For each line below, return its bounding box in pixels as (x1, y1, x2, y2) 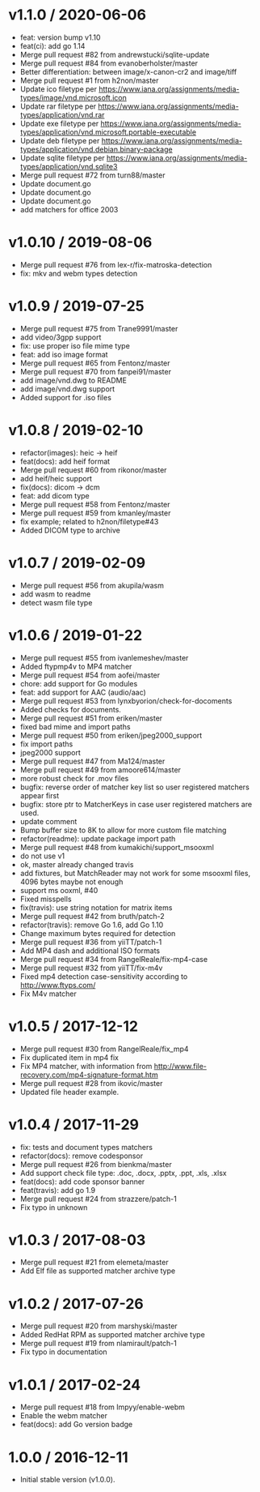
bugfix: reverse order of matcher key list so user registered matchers (19, 782, 250, 792)
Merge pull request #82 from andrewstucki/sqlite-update (19, 49, 210, 59)
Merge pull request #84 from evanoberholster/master (19, 58, 199, 68)
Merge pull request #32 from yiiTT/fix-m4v (19, 963, 163, 973)
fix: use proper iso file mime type (19, 340, 131, 350)
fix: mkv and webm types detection (19, 268, 138, 278)
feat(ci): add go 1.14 (19, 41, 86, 50)
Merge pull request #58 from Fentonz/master (19, 499, 171, 509)
